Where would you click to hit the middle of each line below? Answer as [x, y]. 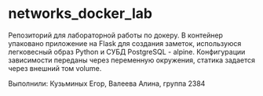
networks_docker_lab [80, 14]
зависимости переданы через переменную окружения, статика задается [132, 60]
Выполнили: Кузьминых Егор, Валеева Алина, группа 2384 [107, 84]
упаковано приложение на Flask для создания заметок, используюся [125, 43]
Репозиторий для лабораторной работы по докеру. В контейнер [116, 35]
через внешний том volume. [55, 68]
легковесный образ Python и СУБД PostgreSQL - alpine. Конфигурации [127, 52]
